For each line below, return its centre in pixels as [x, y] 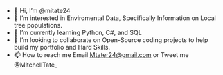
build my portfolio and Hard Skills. [62, 47]
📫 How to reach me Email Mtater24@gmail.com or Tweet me [101, 55]
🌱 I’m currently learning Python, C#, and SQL [78, 32]
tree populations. [38, 25]
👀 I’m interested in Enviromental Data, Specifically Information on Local [115, 18]
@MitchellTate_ [35, 65]
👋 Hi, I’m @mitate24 [42, 11]
